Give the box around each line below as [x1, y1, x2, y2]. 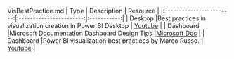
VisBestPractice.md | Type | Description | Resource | [7, 7, 160, 15]
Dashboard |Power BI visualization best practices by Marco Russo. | [7, 37, 204, 45]
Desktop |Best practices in [129, 14, 206, 22]
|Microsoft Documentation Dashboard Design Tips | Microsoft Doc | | [7, 29, 205, 37]
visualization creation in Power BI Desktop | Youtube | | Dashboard [7, 22, 200, 29]
